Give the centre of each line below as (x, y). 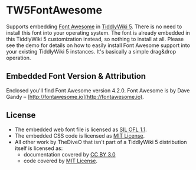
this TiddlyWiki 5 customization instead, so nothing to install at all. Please (95, 39)
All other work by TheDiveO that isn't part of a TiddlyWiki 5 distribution (101, 142)
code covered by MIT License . (61, 161)
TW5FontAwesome (54, 10)
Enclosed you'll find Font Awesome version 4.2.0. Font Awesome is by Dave (98, 90)
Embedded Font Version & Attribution (76, 76)
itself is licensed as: (39, 148)
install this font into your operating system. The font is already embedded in (98, 32)
